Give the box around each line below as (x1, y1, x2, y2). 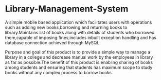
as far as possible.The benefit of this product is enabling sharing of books (5, 59, 153, 65)
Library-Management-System (5, 3, 129, 14)
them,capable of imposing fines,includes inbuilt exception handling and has (5, 35, 157, 40)
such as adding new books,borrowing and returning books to (5, 24, 127, 30)
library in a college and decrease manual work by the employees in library (5, 54, 153, 60)
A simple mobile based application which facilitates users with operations (5, 19, 152, 25)
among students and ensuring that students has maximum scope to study (5, 64, 153, 70)
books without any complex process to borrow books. (5, 69, 113, 75)
